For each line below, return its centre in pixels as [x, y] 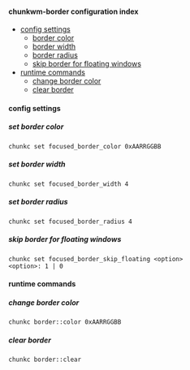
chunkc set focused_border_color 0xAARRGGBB [85, 146]
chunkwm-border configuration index [73, 11]
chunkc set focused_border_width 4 [69, 184]
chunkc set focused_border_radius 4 [70, 222]
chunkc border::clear [45, 360]
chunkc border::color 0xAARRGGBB [65, 322]
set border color [36, 127]
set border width [37, 164]
